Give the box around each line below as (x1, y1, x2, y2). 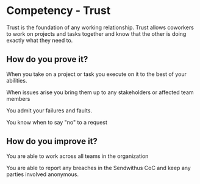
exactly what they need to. (6, 36, 73, 44)
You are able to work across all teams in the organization (6, 152, 149, 160)
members (6, 95, 30, 102)
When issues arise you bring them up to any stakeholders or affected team (6, 89, 194, 96)
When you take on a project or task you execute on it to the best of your (6, 70, 187, 78)
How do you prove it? (6, 54, 88, 64)
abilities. (6, 77, 27, 84)
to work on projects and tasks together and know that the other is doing (6, 30, 187, 37)
